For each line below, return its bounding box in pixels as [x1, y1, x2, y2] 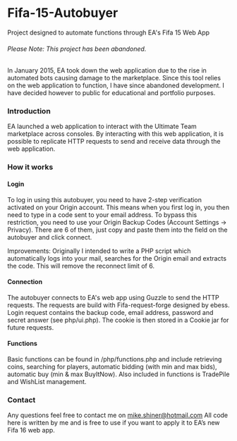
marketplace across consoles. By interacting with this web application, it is [7, 130, 224, 138]
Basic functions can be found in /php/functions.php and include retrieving [7, 354, 222, 364]
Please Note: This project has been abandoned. [7, 44, 147, 53]
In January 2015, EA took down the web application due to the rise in [7, 66, 207, 75]
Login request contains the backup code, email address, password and [7, 308, 214, 316]
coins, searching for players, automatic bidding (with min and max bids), [7, 362, 217, 371]
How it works [7, 162, 54, 172]
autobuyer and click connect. [7, 232, 92, 241]
